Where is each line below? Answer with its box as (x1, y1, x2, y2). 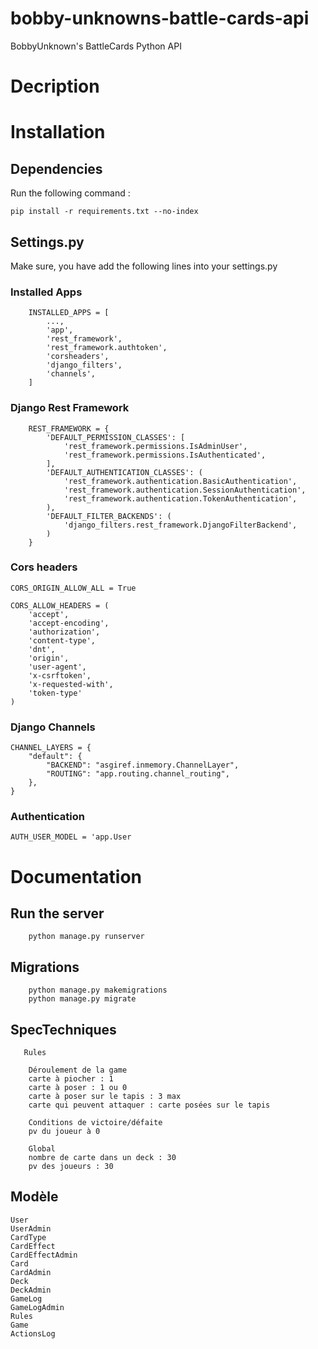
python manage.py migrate (28, 994, 137, 1004)
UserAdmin (10, 1223, 52, 1234)
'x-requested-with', (28, 679, 114, 689)
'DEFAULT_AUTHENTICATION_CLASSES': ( (46, 467, 203, 477)
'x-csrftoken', (28, 670, 92, 681)
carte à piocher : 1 (28, 1074, 114, 1084)
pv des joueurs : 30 (28, 1162, 114, 1172)
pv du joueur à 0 (28, 1127, 101, 1137)
